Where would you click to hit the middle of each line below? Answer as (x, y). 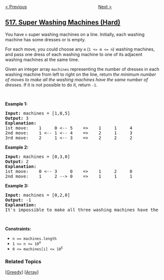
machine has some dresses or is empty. (46, 39)
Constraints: (18, 229)
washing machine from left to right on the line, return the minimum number (81, 74)
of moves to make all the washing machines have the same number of (77, 79)
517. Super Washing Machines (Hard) (63, 22)
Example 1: (16, 104)
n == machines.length (34, 239)
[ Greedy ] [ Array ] (22, 272)
